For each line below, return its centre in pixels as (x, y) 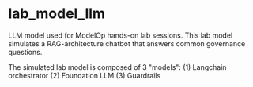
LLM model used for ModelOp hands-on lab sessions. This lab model (121, 35)
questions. (25, 52)
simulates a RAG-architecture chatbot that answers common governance (127, 43)
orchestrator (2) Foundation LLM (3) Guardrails (85, 75)
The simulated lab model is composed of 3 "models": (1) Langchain (117, 67)
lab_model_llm (57, 14)
